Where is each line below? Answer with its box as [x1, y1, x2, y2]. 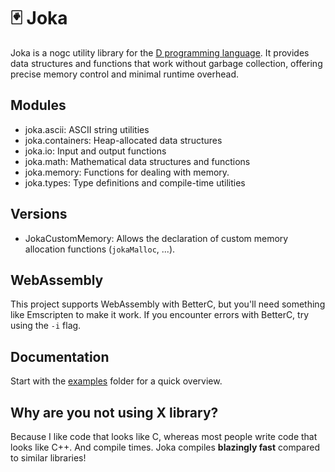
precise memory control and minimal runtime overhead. [10, 68, 240, 80]
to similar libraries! [10, 452, 87, 464]
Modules [10, 97, 67, 114]
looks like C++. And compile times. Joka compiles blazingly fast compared [10, 441, 320, 453]
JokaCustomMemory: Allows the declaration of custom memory [24, 232, 289, 244]
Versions [10, 206, 68, 223]
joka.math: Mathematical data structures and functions [24, 155, 251, 167]
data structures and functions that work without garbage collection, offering [10, 57, 323, 69]
